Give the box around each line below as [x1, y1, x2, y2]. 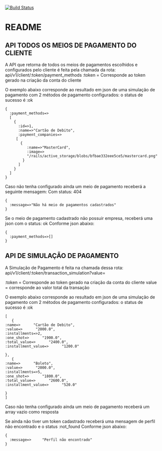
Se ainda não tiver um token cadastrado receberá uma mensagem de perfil [5, 418, 156, 424]
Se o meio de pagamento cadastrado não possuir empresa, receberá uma [5, 215, 153, 221]
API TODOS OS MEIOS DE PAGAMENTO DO [5, 41, 137, 49]
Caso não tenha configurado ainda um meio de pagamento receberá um [5, 404, 150, 409]
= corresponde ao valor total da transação [5, 284, 90, 290]
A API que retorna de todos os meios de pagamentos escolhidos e [5, 62, 138, 67]
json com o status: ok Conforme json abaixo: [5, 220, 95, 226]
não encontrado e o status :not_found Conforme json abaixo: [5, 423, 127, 430]
